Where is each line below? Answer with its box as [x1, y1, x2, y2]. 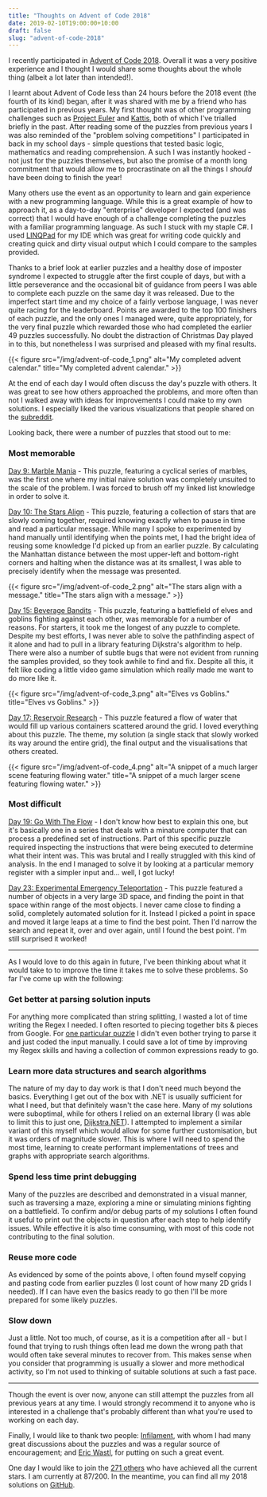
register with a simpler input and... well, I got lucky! [8, 867, 175, 877]
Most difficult [8, 799, 62, 810]
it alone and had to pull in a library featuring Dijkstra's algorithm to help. [8, 639, 242, 649]
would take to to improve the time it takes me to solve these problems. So [8, 965, 249, 975]
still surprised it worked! [8, 933, 87, 943]
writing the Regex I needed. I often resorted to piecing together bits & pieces [8, 1020, 258, 1030]
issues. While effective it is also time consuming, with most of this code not [8, 1223, 254, 1232]
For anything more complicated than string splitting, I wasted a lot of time [8, 1012, 248, 1021]
